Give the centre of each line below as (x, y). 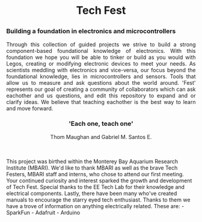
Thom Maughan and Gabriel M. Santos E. (101, 137)
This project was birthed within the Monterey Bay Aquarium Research (92, 161)
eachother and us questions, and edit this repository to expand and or (101, 95)
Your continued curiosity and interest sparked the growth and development (99, 180)
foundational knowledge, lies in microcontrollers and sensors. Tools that (101, 76)
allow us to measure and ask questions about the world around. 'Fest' (101, 82)
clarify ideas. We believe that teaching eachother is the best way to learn (101, 102)
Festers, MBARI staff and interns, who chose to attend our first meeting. (95, 174)
